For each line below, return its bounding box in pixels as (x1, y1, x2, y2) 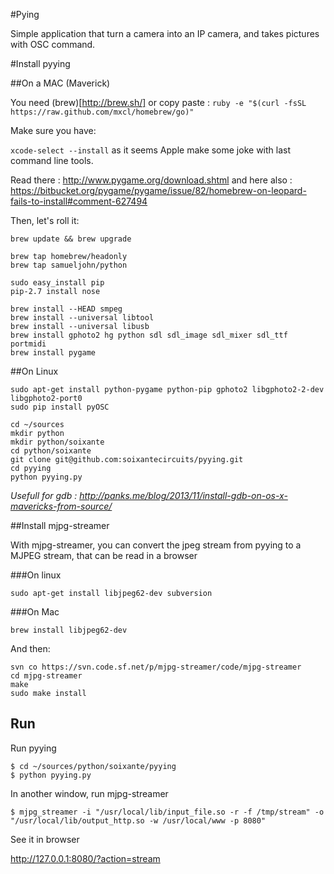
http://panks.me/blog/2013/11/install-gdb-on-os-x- (79, 490, 288, 501)
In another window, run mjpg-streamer (10, 787, 169, 799)
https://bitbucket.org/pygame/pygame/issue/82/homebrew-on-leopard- (10, 185, 307, 196)
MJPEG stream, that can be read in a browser (10, 550, 198, 561)
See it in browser (10, 833, 80, 845)
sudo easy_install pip (10, 278, 105, 288)
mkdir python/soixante (10, 437, 105, 447)
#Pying (10, 9, 40, 20)
